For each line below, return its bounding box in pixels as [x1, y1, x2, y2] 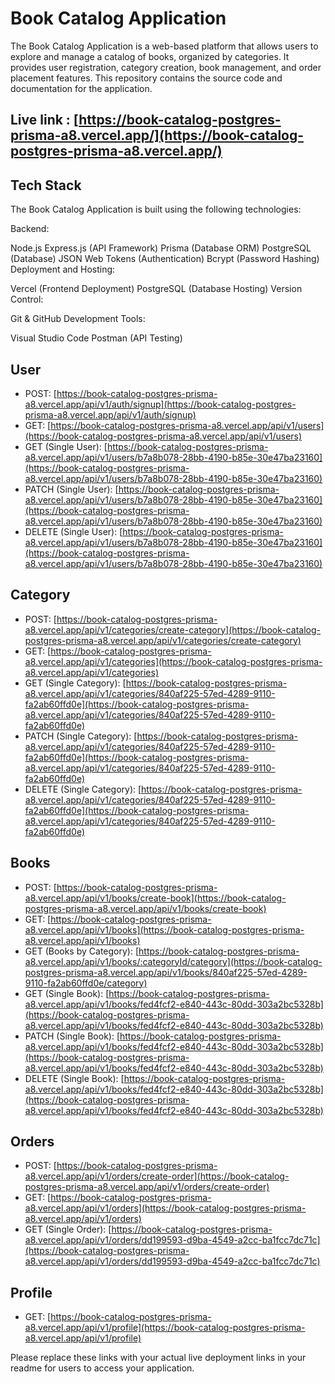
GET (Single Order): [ [24, 1223, 112, 1236]
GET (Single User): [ [24, 440, 108, 452]
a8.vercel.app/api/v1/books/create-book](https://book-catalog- [24, 892, 287, 904]
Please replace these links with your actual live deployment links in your [10, 1352, 307, 1364]
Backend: [10, 223, 50, 235]
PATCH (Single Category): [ [24, 730, 138, 742]
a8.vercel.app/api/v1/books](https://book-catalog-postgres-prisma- [24, 923, 305, 936]
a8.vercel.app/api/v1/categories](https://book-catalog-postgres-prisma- [24, 655, 323, 667]
